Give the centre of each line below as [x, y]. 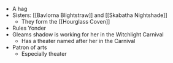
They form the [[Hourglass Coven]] [66, 22]
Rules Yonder [29, 28]
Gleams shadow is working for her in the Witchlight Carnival [88, 35]
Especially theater [44, 54]
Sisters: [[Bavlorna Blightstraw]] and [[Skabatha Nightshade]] [90, 15]
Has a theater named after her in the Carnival [78, 41]
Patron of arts [29, 47]
